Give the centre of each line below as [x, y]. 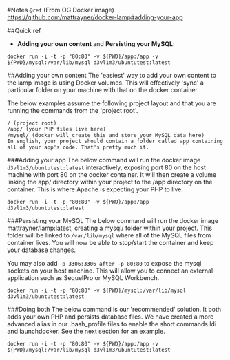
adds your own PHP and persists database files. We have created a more [111, 317]
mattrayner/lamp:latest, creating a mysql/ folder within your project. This [109, 228]
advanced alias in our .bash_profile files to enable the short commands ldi [112, 324]
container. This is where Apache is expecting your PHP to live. [95, 189]
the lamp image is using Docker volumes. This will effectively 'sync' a [106, 83]
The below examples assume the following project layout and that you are [112, 103]
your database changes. [42, 250]
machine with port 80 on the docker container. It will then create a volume [112, 174]
